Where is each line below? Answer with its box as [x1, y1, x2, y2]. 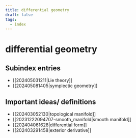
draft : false [5, 12, 33, 17]
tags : [5, 17, 17, 22]
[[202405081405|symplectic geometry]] [12, 82, 98, 89]
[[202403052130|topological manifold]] [12, 111, 96, 117]
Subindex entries [5, 64, 61, 72]
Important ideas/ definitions [5, 97, 96, 106]
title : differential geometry [5, 7, 70, 13]
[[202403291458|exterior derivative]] [12, 127, 92, 133]
